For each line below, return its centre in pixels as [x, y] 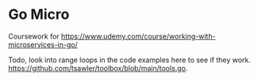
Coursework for [34, 36]
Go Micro [39, 15]
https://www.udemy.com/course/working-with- [138, 36]
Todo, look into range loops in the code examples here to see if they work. [130, 60]
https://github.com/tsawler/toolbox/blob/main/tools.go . [98, 68]
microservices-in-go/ [43, 44]
